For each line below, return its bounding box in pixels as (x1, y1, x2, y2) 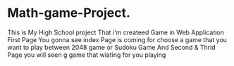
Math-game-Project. (7, 5, 130, 21)
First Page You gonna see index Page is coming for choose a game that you (7, 35, 228, 44)
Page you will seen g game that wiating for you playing (7, 51, 166, 59)
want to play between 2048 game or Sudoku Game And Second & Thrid (7, 43, 216, 51)
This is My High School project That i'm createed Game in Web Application (7, 28, 224, 37)
